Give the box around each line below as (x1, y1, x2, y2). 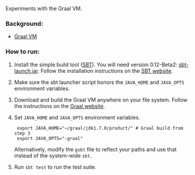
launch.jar (14, 67, 38, 74)
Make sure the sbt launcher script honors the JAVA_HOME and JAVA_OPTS (14, 79, 185, 86)
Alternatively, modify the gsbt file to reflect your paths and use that (14, 146, 177, 153)
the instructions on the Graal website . (14, 102, 105, 109)
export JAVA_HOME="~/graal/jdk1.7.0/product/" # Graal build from (16, 125, 183, 131)
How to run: (5, 48, 40, 56)
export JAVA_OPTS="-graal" (16, 135, 83, 142)
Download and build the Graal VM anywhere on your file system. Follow (14, 96, 188, 103)
